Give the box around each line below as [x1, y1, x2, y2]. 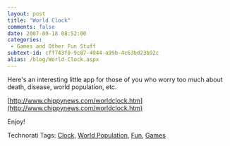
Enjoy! [7, 117, 26, 126]
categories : [7, 36, 42, 44]
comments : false [7, 23, 55, 30]
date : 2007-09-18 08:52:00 [7, 29, 87, 37]
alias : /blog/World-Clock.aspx [7, 56, 99, 63]
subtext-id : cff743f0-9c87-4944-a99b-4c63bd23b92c [7, 50, 159, 57]
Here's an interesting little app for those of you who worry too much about [7, 75, 224, 84]
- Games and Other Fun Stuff [10, 43, 97, 50]
